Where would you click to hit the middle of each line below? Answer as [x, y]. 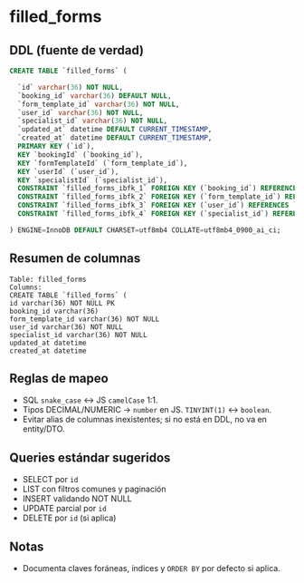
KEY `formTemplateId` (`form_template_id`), [103, 163]
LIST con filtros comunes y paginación [94, 489]
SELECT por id [50, 480]
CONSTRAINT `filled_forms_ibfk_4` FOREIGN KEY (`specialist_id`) [143, 214]
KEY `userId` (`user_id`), [68, 171]
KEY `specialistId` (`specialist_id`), [93, 180]
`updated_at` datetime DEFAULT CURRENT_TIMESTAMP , [115, 130]
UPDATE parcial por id [64, 509]
